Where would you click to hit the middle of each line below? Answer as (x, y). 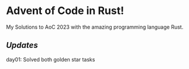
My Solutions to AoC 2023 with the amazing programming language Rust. (95, 27)
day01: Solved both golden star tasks (51, 59)
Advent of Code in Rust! (65, 11)
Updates (22, 45)
